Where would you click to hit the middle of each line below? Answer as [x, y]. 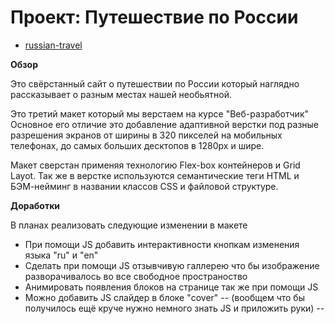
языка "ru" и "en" [61, 255]
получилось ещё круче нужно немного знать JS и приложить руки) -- [174, 308]
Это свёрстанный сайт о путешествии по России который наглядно [155, 83]
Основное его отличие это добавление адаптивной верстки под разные [165, 124]
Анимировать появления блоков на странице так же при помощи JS [171, 287]
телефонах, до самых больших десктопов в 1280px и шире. [137, 145]
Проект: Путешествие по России [154, 17]
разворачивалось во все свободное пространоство [136, 276]
